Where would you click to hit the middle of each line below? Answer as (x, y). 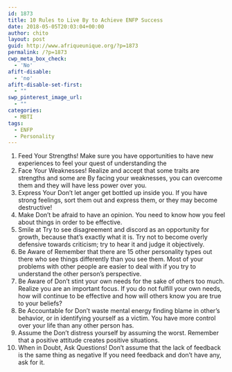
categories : (25, 110)
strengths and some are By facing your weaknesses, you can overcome (120, 178)
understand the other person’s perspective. (80, 274)
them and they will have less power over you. (82, 185)
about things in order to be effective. (70, 222)
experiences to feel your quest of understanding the (92, 163)
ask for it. (32, 362)
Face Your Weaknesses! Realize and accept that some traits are (109, 171)
